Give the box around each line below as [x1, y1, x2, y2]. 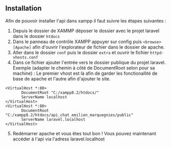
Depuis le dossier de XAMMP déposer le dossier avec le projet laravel [12, 28, 160, 34]
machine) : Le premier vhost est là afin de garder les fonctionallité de [12, 70, 158, 76]
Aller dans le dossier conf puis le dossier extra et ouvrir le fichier [12, 49, 149, 55]
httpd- [150, 50, 164, 55]
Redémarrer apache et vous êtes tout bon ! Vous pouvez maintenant [12, 130, 157, 136]
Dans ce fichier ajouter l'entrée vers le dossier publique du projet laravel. [12, 59, 166, 66]
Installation [5, 4, 42, 13]
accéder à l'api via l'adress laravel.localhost [12, 136, 105, 142]
